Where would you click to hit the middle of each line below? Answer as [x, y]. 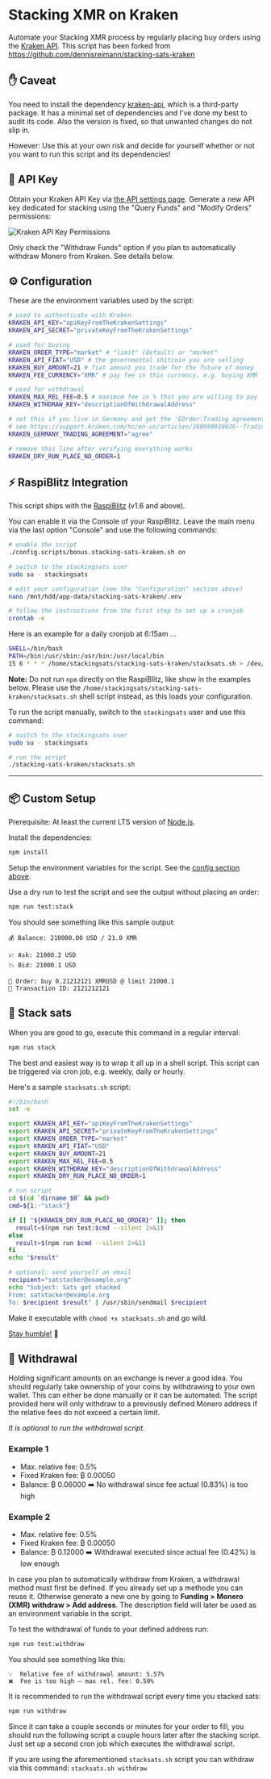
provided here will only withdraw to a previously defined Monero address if [133, 1404]
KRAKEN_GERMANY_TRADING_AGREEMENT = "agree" [81, 434]
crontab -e [27, 619]
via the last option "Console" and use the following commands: [113, 530]
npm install [28, 853]
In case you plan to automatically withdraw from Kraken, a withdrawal [124, 1579]
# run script [30, 1191]
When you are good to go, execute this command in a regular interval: [124, 1032]
